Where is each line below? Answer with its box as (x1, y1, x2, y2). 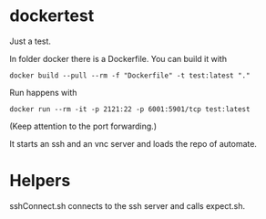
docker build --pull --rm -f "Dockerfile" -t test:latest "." (9, 70, 251, 80)
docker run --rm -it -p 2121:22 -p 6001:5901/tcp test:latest (9, 104, 251, 114)
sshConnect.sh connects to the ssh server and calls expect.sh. (9, 200, 246, 211)
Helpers (9, 171, 71, 192)
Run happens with (9, 87, 77, 98)
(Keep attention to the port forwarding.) (9, 120, 158, 131)
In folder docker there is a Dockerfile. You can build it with (9, 53, 228, 64)
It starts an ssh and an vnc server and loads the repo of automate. (9, 138, 258, 149)
